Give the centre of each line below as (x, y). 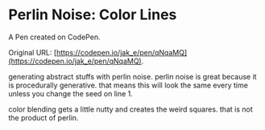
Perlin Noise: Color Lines (93, 15)
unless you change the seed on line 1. (70, 93)
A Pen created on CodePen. (54, 37)
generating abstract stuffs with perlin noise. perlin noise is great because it (132, 76)
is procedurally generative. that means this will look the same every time (128, 85)
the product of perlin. (43, 117)
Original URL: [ (33, 52)
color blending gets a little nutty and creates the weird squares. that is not (130, 109)
